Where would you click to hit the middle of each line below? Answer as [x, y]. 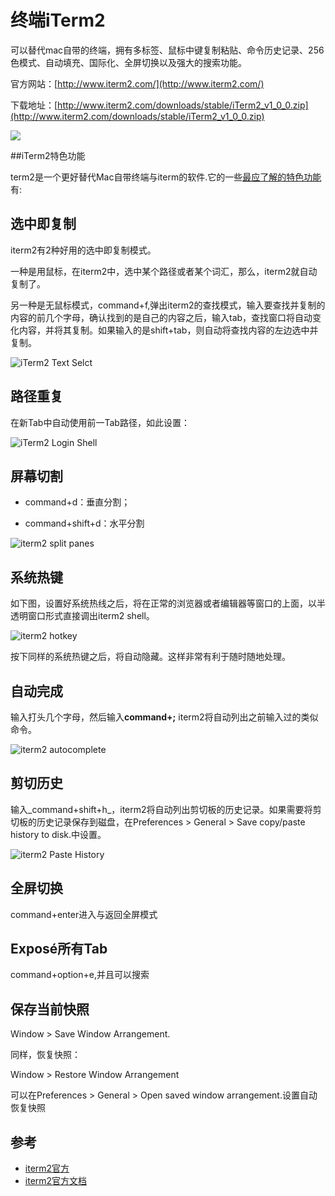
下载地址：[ [34, 105]
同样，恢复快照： [45, 1055]
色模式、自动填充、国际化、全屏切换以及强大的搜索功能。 [128, 62]
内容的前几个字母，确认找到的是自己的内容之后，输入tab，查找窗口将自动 [161, 317]
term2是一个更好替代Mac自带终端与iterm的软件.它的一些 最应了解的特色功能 [166, 177]
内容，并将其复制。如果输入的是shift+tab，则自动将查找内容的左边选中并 [168, 330]
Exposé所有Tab [59, 949]
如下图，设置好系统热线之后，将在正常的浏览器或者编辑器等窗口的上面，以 [163, 603]
